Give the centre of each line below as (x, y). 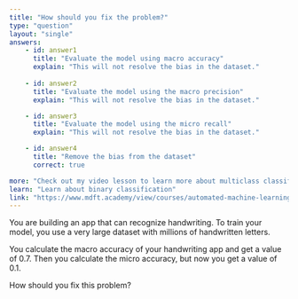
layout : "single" (41, 34)
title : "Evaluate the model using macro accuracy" (128, 59)
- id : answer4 (51, 149)
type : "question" (41, 26)
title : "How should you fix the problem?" (89, 17)
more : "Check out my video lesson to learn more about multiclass (134, 181)
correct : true (59, 165)
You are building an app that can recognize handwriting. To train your (136, 223)
